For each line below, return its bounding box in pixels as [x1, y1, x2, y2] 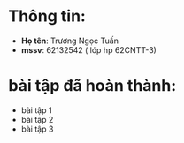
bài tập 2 [20, 114, 54, 124]
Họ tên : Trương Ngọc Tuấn [20, 35, 119, 46]
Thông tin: [8, 6, 86, 26]
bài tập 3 [20, 124, 54, 134]
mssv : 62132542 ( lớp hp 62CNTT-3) [20, 44, 157, 55]
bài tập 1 [20, 104, 52, 116]
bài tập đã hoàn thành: [8, 76, 177, 96]
